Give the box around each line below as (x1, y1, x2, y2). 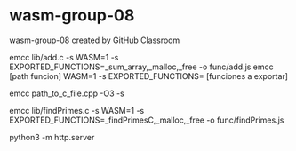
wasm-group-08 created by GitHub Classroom (9, 35, 180, 45)
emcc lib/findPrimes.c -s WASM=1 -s (9, 105, 145, 115)
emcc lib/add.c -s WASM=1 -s (9, 52, 119, 62)
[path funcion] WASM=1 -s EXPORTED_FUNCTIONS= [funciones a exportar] (9, 70, 289, 81)
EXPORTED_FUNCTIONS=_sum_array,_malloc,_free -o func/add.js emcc (9, 61, 274, 72)
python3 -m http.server (9, 131, 95, 142)
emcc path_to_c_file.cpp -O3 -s (9, 88, 124, 99)
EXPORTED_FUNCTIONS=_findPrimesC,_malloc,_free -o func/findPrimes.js (9, 115, 284, 125)
